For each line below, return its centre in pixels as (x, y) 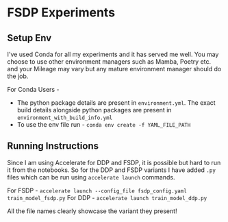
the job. (18, 76)
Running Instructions (53, 146)
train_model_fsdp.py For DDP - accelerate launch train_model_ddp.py (107, 197)
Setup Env (29, 38)
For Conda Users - (33, 89)
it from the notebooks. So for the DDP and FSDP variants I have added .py (111, 170)
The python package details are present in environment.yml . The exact (116, 103)
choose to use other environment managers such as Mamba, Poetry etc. (109, 62)
